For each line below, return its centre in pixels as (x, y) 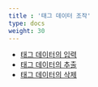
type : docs (27, 23)
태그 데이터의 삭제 (48, 75)
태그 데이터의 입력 (48, 55)
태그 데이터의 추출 (48, 64)
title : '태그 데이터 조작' (50, 16)
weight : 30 (27, 31)
